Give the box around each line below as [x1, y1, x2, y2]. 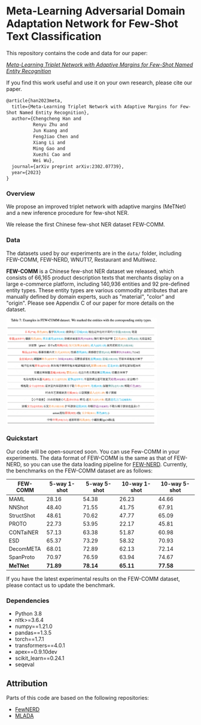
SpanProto [8, 554, 35, 561]
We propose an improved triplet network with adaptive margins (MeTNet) [6, 203, 187, 210]
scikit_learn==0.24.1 [14, 654, 65, 662]
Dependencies [6, 597, 50, 605]
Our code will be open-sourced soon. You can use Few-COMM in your [6, 448, 180, 455]
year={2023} [11, 169, 42, 175]
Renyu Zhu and [32, 122, 68, 128]
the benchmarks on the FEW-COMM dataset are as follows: [6, 467, 153, 474]
